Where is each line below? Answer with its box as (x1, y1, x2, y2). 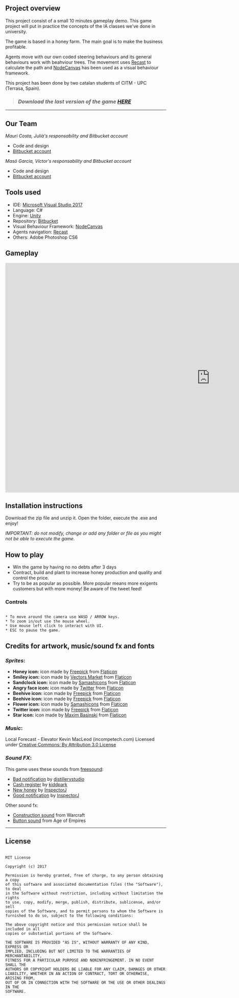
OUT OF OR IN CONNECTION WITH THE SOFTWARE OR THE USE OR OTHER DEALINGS (5, 980, 166, 985)
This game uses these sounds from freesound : (5, 766, 104, 772)
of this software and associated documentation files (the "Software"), (5, 882, 163, 887)
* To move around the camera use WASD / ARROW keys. (5, 614, 120, 619)
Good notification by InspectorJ (12, 792, 79, 798)
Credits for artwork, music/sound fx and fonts (5, 641, 155, 650)
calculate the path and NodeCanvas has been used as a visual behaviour (5, 64, 159, 70)
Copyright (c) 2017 (5, 864, 47, 869)
